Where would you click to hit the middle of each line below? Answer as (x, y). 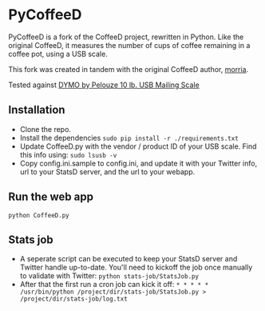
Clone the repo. (45, 129)
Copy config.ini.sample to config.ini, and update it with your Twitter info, (138, 163)
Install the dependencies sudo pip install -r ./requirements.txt (129, 138)
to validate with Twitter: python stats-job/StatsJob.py (109, 276)
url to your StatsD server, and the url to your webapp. (107, 171)
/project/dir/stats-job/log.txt (73, 299)
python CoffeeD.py (39, 215)
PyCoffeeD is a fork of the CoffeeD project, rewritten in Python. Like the (126, 37)
